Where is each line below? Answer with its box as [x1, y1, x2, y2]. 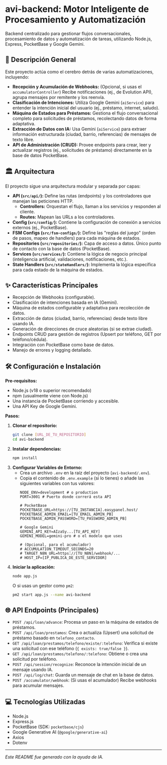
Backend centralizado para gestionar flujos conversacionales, [5, 30, 132, 36]
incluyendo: [5, 74, 29, 80]
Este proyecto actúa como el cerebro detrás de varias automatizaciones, [5, 69, 154, 75]
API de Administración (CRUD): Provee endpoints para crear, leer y [12, 142, 151, 148]
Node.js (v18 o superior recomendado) [12, 387, 92, 393]
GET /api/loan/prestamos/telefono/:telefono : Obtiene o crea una [12, 651, 148, 657]
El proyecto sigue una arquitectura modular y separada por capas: [5, 183, 141, 189]
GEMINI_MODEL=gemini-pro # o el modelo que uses [19, 533, 123, 538]
